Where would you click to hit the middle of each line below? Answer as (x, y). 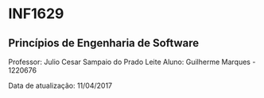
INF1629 (36, 14)
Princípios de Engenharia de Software (104, 43)
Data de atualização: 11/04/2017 (60, 85)
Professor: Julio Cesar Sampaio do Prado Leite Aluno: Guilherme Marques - (132, 62)
